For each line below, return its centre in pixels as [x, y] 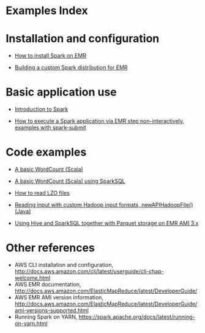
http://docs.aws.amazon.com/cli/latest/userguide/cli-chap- [89, 271]
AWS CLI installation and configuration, [64, 264]
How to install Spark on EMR [50, 56]
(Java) [23, 211]
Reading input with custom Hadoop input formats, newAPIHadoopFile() [104, 205]
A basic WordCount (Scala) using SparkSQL [70, 181]
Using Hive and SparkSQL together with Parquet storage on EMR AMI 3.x [106, 223]
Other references [50, 248]
